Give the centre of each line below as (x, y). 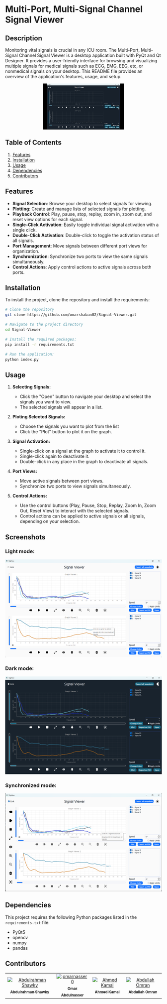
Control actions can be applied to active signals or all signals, (82, 516)
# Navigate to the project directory (44, 325)
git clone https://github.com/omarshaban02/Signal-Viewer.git (71, 315)
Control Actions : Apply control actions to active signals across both (82, 267)
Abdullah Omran (143, 992)
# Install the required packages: (41, 339)
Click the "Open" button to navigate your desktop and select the (85, 396)
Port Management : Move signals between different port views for (80, 246)
